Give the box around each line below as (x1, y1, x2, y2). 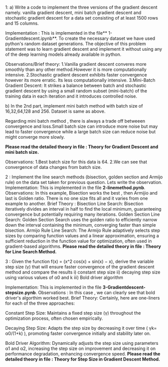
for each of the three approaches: (5, 300, 75, 306)
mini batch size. (5, 149, 39, 155)
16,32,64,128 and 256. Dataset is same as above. (5, 108, 106, 114)
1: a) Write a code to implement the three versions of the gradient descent (5, 5, 158, 10)
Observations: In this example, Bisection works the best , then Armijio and (5, 190, 158, 196)
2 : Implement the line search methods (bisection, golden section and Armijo (5, 174, 163, 180)
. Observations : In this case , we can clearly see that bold (35, 290, 155, 296)
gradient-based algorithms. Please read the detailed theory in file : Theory (5, 243, 161, 249)
